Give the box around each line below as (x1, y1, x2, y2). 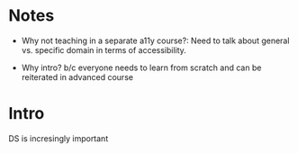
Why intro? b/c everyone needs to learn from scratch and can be (21, 62, 262, 73)
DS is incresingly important (8, 132, 109, 144)
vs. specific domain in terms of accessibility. (21, 44, 186, 55)
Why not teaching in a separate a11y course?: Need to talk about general (21, 35, 290, 46)
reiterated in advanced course (21, 71, 134, 82)
